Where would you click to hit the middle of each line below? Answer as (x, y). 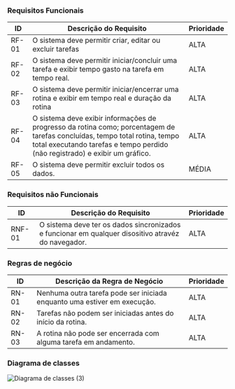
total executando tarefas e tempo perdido (100, 144)
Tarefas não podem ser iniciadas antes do (105, 313)
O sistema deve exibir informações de (94, 118)
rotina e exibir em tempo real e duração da (102, 98)
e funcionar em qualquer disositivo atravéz (109, 233)
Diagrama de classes (44, 363)
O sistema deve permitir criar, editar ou (97, 41)
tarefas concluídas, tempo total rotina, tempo (106, 136)
